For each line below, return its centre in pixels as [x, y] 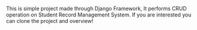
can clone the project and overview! [50, 21]
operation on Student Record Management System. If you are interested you [99, 15]
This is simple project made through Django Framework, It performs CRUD [96, 9]
